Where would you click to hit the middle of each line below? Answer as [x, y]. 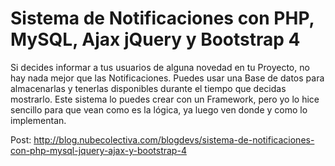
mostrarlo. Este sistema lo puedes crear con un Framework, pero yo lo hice [165, 99]
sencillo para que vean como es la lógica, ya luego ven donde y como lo [159, 109]
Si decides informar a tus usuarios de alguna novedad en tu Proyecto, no [160, 67]
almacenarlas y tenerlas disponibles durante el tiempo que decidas [148, 88]
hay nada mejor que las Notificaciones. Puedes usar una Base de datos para [167, 78]
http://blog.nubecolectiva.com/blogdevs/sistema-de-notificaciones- [174, 139]
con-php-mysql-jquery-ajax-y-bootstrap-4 [98, 150]
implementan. [38, 120]
